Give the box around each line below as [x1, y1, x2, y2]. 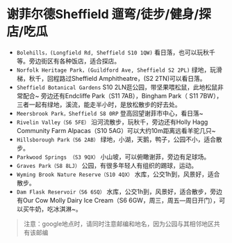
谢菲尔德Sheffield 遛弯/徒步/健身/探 [6, 6, 211, 22]
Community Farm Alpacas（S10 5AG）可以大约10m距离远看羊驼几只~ [16, 126, 216, 134]
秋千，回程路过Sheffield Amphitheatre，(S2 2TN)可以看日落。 [28, 74, 206, 82]
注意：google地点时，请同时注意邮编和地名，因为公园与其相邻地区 [23, 219, 215, 228]
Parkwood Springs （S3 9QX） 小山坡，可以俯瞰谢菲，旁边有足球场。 [16, 152, 210, 161]
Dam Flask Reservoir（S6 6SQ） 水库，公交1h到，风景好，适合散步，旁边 [16, 187, 223, 196]
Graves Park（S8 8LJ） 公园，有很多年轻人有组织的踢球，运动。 [16, 161, 198, 169]
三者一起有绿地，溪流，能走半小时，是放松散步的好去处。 [16, 100, 181, 109]
